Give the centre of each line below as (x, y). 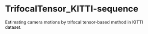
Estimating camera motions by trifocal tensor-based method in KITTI (74, 22)
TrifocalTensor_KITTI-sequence (72, 9)
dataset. (13, 27)
